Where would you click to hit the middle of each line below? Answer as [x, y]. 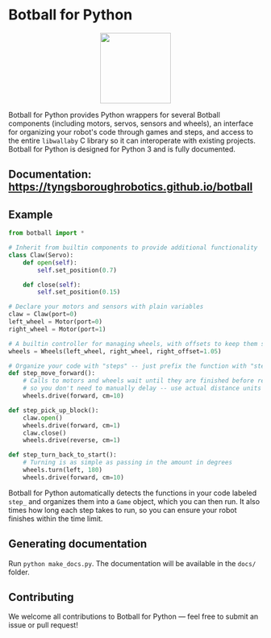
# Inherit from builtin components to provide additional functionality [133, 248]
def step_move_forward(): [52, 373]
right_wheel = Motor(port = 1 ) [57, 329]
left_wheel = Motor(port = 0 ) [56, 322]
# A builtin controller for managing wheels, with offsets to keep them [133, 344]
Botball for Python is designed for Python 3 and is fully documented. [122, 149]
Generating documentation [78, 544]
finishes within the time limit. [56, 519]
